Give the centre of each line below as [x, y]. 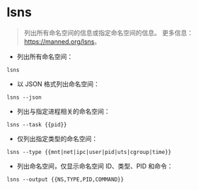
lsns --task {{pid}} [37, 124]
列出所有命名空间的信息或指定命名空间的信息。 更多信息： [109, 32]
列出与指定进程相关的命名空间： [63, 111]
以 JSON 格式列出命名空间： [58, 84]
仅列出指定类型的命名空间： [57, 138]
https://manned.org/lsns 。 [62, 41]
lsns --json [24, 97]
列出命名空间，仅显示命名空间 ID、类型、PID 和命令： [95, 166]
